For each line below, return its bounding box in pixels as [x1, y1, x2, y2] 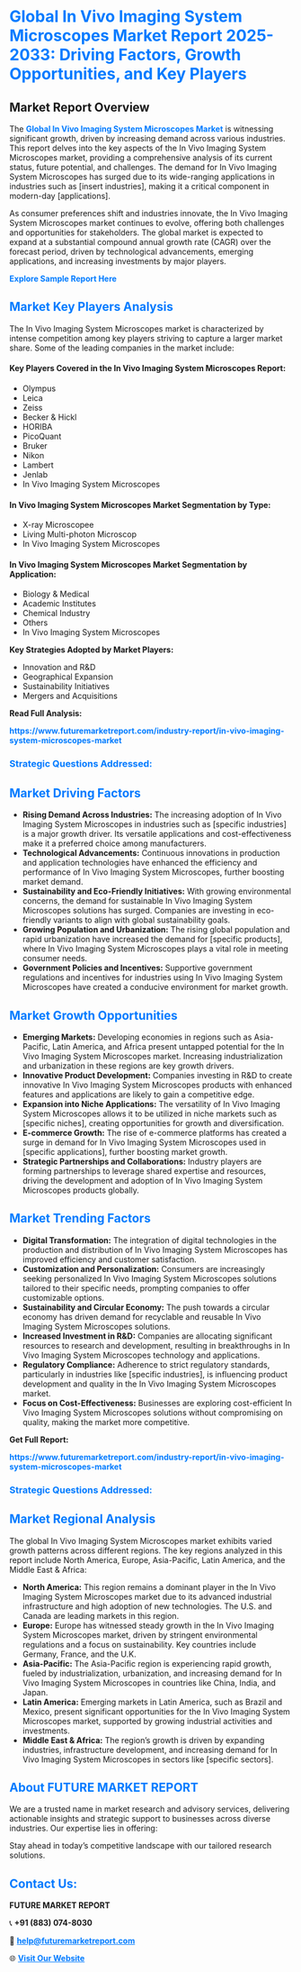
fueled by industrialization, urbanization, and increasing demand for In [22, 1668, 283, 1678]
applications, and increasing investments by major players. [9, 256, 226, 267]
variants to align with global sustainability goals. [53, 914, 231, 925]
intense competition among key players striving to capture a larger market [9, 332, 283, 343]
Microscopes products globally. [22, 1185, 139, 1195]
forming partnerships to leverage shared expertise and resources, [22, 1165, 267, 1177]
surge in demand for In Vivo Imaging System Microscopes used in [22, 1137, 267, 1148]
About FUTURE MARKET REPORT [9, 1779, 199, 1795]
